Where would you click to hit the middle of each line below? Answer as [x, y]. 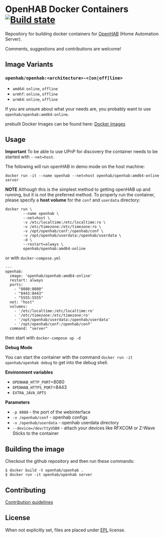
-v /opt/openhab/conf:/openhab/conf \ [63, 231]
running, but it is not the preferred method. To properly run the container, [80, 195]
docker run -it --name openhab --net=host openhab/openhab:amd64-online [82, 176]
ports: [16, 285]
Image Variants [29, 64]
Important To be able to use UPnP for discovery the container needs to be [82, 152]
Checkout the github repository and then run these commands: [70, 461]
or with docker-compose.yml [33, 258]
